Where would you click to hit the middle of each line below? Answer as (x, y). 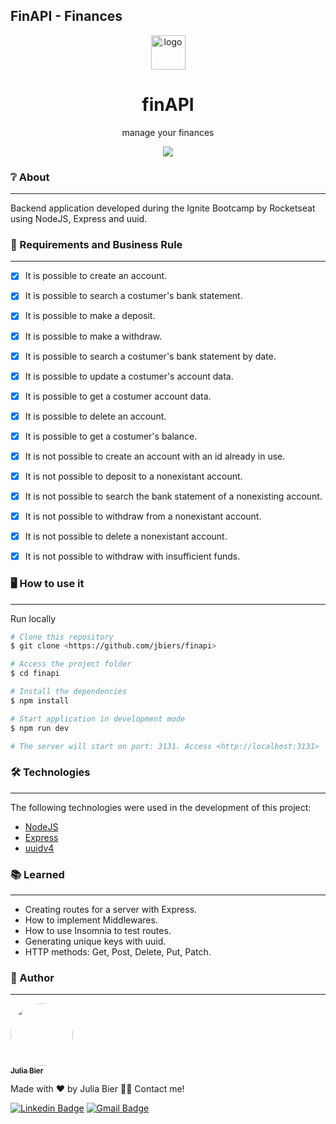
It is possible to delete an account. (95, 416)
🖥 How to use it (47, 584)
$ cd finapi (35, 674)
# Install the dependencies (69, 692)
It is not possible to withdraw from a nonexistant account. (143, 516)
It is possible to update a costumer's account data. (129, 376)
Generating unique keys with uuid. (95, 941)
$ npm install (40, 700)
